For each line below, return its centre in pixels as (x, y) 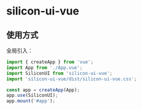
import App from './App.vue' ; (45, 68)
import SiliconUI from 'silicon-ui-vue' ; (59, 73)
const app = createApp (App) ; (43, 90)
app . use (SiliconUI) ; (32, 95)
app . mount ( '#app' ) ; (31, 101)
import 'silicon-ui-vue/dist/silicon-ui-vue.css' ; (72, 79)
